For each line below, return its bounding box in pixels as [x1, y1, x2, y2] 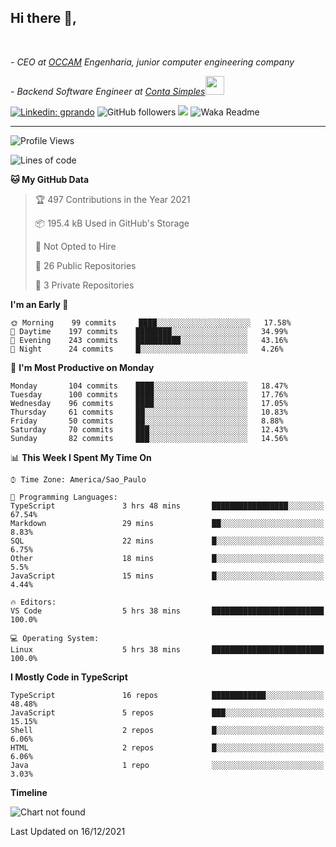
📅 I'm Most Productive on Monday [10, 361, 155, 373]
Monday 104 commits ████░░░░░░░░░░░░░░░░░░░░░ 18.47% [10, 381, 288, 391]
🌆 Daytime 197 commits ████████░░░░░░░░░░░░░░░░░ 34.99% [10, 326, 288, 336]
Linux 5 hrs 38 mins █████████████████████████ [10, 644, 325, 655]
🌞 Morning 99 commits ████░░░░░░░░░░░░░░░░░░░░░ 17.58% [10, 317, 292, 328]
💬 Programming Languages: [10, 492, 118, 502]
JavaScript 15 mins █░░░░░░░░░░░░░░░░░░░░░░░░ [10, 571, 325, 581]
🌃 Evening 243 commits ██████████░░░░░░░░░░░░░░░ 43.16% [10, 335, 288, 345]
